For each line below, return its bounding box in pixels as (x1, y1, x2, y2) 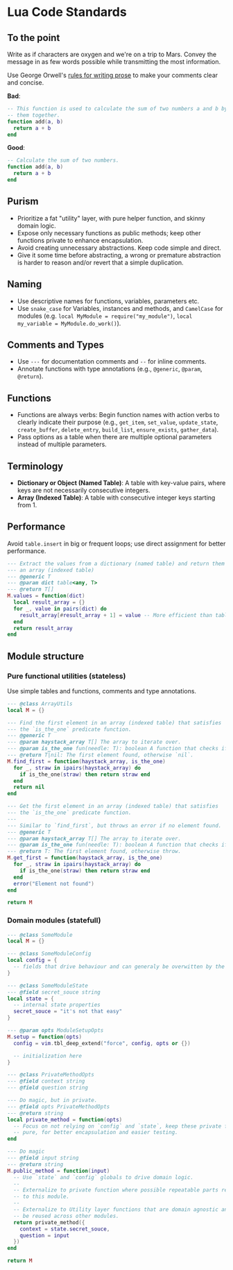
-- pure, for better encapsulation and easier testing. (13, 1129, 178, 1136)
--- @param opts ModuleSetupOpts (7, 1027, 104, 1034)
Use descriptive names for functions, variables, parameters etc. (17, 296, 200, 305)
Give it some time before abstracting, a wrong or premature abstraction (17, 251, 221, 259)
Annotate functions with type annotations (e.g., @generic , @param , (17, 365, 202, 373)
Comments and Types (7, 339, 104, 350)
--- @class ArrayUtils (7, 700, 73, 707)
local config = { (7, 957, 58, 964)
